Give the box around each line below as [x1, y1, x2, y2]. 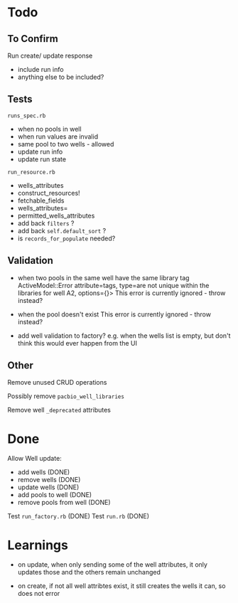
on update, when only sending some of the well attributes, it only [17, 560, 208, 569]
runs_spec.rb [7, 112, 46, 119]
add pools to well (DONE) [17, 491, 92, 499]
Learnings [7, 537, 69, 553]
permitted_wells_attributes [17, 211, 95, 220]
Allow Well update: [7, 454, 62, 463]
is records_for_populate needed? [17, 234, 116, 242]
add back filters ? [17, 218, 75, 228]
